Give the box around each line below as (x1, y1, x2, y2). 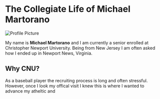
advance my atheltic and (5, 88, 55, 94)
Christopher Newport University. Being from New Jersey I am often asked (5, 45, 156, 51)
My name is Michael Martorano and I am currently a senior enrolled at (5, 39, 149, 45)
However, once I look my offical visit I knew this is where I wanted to (5, 83, 145, 89)
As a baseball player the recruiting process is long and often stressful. (5, 77, 148, 83)
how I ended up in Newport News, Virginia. (5, 50, 93, 56)
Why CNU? (5, 65, 40, 73)
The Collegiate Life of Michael (5, 3, 131, 15)
